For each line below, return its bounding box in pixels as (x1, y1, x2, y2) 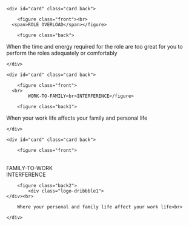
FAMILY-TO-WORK (6, 165, 53, 171)
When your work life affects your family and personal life (6, 114, 148, 122)
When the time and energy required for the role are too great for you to (6, 43, 183, 50)
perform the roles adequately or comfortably (6, 49, 118, 56)
